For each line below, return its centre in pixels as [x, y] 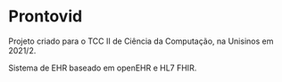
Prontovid [46, 16]
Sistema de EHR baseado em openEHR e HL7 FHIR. [103, 68]
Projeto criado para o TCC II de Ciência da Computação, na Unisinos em [141, 41]
